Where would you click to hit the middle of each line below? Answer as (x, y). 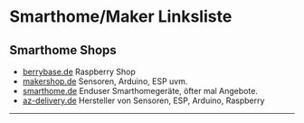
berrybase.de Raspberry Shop (79, 71)
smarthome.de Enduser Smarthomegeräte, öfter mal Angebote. (140, 91)
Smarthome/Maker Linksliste (121, 17)
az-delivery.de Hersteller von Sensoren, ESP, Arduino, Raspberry (143, 100)
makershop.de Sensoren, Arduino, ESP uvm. (105, 81)
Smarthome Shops (63, 50)
